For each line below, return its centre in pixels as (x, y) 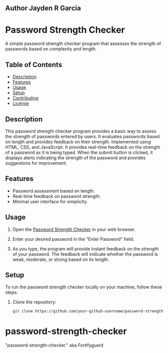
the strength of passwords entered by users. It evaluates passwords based (82, 136)
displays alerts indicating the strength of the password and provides (75, 158)
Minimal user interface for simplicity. (50, 201)
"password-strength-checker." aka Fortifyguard (54, 345)
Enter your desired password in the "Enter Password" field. (73, 239)
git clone (23, 311)
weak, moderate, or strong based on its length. (61, 259)
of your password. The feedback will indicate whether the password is (85, 254)
